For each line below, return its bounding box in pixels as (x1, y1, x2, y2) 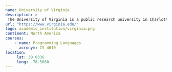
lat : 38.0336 (16, 54, 45, 60)
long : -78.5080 (16, 59, 50, 64)
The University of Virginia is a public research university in (7, 17, 147, 22)
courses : (5, 36, 24, 41)
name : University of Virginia (5, 7, 70, 13)
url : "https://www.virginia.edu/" (5, 21, 79, 27)
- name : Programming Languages (14, 41, 81, 46)
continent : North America (5, 31, 60, 36)
